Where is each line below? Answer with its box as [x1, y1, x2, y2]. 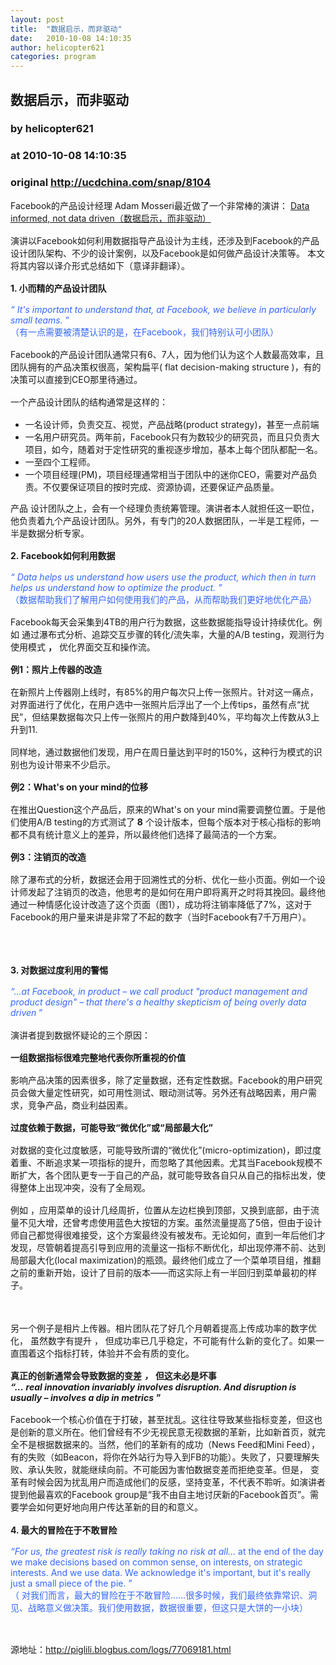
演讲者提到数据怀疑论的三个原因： [10, 1029, 151, 1041]
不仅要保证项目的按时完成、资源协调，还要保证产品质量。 [42, 481, 280, 493]
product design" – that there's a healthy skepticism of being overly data [10, 996, 307, 1008]
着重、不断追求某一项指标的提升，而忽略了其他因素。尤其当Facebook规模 [10, 1156, 314, 1168]
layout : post [10, 14, 65, 25]
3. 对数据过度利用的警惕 [10, 964, 109, 976]
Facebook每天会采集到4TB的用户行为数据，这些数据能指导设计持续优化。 [10, 616, 314, 628]
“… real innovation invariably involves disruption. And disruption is [10, 1381, 297, 1393]
